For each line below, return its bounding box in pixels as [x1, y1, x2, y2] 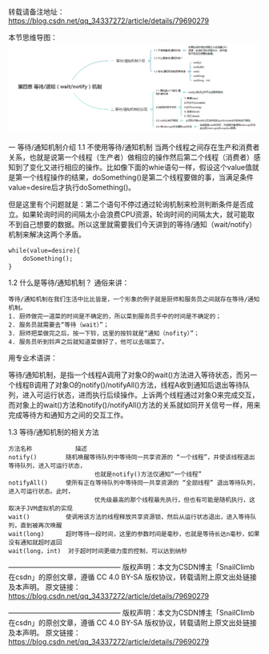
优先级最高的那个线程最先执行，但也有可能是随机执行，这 [94, 496, 255, 504]
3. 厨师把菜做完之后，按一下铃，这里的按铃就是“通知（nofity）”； [8, 329, 200, 337]
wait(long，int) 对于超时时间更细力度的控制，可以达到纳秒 [8, 546, 188, 555]
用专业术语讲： [8, 352, 58, 363]
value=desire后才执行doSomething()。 [8, 182, 136, 192]
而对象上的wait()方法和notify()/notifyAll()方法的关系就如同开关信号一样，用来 [8, 400, 261, 409]
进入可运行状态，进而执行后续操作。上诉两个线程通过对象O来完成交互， [22, 390, 259, 400]
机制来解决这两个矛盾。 [8, 230, 86, 239]
